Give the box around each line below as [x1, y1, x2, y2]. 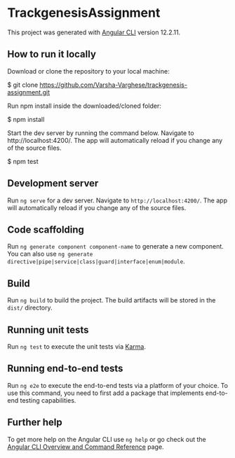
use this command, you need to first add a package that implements [7, 389, 204, 397]
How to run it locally [7, 48, 97, 60]
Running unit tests [7, 324, 89, 335]
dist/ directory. [7, 303, 53, 312]
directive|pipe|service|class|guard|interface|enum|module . [7, 257, 185, 265]
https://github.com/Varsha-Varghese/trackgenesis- [39, 81, 188, 89]
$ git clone [7, 81, 39, 89]
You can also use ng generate [7, 250, 93, 258]
